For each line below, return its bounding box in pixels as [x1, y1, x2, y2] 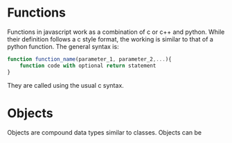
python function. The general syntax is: [7, 42, 119, 50]
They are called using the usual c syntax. [7, 81, 125, 89]
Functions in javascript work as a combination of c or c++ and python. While [7, 28, 225, 36]
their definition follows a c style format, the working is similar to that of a [7, 35, 213, 43]
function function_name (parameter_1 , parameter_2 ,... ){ [7, 55, 172, 63]
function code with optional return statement [19, 62, 157, 69]
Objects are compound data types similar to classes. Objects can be [7, 128, 202, 136]
